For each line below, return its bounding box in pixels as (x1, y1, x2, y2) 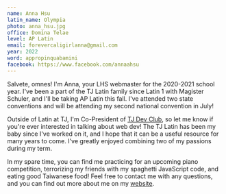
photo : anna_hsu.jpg (7, 23, 66, 29)
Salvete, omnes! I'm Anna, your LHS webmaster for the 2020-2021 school (7, 80, 215, 88)
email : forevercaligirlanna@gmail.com (7, 42, 118, 49)
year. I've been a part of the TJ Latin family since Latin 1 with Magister (7, 87, 204, 95)
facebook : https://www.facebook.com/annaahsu (7, 61, 139, 68)
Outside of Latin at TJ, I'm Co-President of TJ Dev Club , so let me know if (7, 114, 214, 123)
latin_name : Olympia (7, 16, 66, 23)
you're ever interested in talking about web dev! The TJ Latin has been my (7, 122, 216, 130)
